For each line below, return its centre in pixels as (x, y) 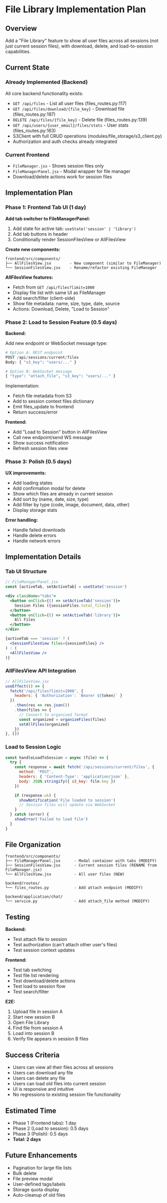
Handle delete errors (34, 535)
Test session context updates (44, 950)
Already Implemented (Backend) (47, 82)
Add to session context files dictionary (53, 401)
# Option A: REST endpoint (34, 352)
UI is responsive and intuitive (43, 1089)
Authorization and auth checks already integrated (65, 141)
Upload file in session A (38, 1012)
